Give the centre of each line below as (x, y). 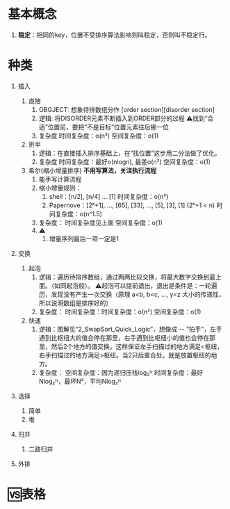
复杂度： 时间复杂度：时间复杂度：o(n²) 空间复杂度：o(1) (120, 312)
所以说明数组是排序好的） (75, 302)
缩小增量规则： (60, 188)
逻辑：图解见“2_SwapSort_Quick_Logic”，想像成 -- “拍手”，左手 (130, 329)
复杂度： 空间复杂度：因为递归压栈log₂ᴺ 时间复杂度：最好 (121, 372)
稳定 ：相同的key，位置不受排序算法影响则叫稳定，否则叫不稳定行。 (114, 35)
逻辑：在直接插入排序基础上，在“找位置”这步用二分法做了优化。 (130, 153)
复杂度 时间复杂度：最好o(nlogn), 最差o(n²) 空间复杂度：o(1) (125, 161)
